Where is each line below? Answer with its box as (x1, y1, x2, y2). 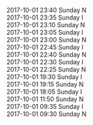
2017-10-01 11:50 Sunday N (6, 95, 84, 103)
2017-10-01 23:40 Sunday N (6, 6, 87, 14)
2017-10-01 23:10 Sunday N (6, 21, 85, 29)
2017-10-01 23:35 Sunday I (6, 13, 84, 22)
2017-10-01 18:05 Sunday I (6, 87, 83, 96)
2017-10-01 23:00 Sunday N (6, 36, 87, 44)
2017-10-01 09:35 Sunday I (6, 103, 84, 110)
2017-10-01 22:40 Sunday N (6, 50, 87, 59)
